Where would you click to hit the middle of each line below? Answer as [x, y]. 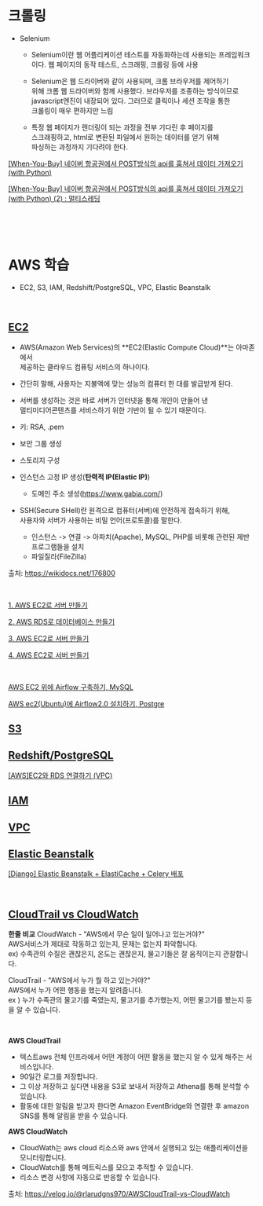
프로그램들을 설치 [58, 546]
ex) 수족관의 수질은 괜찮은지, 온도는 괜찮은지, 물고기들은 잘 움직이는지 [115, 954]
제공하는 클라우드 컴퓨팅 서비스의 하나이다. [85, 367]
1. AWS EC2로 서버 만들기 [48, 605]
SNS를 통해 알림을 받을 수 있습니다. [73, 1116]
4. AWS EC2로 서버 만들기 [49, 655]
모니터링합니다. [43, 1158]
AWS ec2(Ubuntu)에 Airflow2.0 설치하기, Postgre [86, 703]
